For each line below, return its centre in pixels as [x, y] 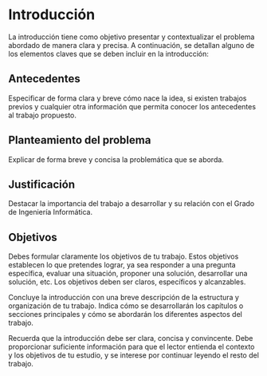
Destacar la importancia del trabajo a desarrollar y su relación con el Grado [132, 204]
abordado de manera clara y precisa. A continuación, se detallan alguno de [132, 45]
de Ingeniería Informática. [51, 212]
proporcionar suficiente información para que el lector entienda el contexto [132, 347]
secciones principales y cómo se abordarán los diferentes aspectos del [126, 315]
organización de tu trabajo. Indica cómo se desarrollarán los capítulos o [126, 306]
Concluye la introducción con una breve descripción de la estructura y [124, 298]
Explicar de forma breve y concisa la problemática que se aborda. [116, 159]
